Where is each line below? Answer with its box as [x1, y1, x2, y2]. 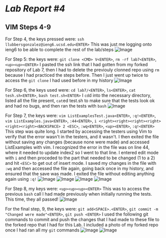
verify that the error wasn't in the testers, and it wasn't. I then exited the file [5, 134, 159, 139]
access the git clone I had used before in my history [5, 78, 113, 83]
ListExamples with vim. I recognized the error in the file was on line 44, [5, 144, 150, 150]
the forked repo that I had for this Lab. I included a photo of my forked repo [5, 222, 159, 228]
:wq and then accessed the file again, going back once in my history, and [5, 165, 154, 171]
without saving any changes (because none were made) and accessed [5, 139, 150, 145]
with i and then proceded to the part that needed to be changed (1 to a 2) [5, 155, 155, 161]
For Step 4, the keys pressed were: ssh [5, 36, 84, 42]
